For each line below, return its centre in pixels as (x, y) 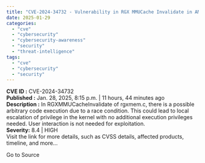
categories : (21, 23)
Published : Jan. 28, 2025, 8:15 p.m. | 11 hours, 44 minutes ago (85, 98)
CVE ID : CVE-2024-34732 (40, 91)
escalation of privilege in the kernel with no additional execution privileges (100, 117)
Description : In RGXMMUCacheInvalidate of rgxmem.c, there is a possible (100, 105)
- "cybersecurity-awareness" (49, 40)
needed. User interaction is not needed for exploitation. (76, 124)
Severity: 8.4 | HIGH (32, 130)
